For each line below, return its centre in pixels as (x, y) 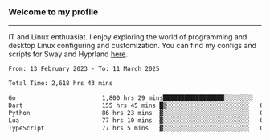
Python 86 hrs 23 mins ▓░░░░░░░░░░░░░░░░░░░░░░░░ (129, 113)
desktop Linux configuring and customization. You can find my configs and (133, 46)
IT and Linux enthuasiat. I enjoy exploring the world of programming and (128, 37)
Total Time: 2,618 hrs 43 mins (61, 84)
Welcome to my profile (53, 12)
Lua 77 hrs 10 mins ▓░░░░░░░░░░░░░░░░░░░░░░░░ (129, 120)
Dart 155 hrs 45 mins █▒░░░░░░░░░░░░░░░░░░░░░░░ (129, 105)
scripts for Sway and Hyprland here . (68, 54)
